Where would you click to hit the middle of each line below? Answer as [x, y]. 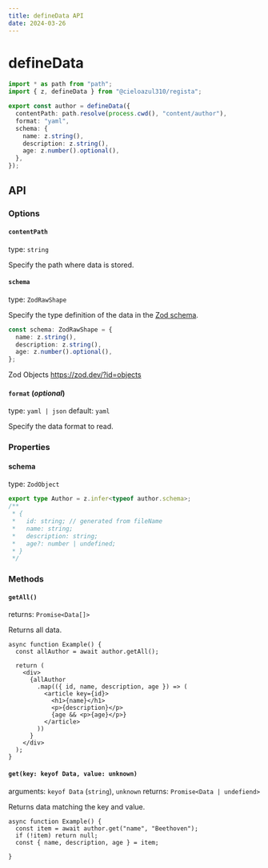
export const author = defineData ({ [69, 106]
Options [24, 213]
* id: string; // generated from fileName [87, 521]
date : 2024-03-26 [37, 23]
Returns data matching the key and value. [77, 806]
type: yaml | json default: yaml [59, 411]
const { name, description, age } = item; [87, 842]
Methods [26, 579]
